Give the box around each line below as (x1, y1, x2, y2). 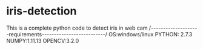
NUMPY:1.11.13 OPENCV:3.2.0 (6, 37, 79, 44)
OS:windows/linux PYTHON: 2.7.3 (108, 30, 193, 38)
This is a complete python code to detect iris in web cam (6, 24, 148, 31)
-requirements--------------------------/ (6, 30, 108, 38)
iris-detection (6, 4, 77, 18)
